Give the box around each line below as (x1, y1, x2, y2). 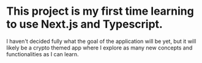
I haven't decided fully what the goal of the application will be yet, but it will (6, 37, 196, 45)
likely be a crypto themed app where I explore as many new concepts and (6, 44, 193, 51)
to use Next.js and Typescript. (6, 17, 163, 31)
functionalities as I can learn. (6, 50, 79, 57)
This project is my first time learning (6, 4, 194, 18)
